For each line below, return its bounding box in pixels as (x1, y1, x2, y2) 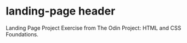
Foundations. (5, 30, 39, 38)
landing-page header (5, 4, 116, 18)
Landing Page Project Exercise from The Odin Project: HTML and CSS (5, 24, 182, 31)
